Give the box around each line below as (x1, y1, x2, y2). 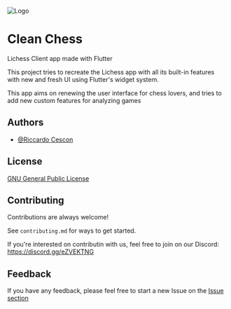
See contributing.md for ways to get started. (7, 226, 136, 235)
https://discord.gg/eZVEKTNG (7, 247, 94, 256)
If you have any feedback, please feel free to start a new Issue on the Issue (7, 287, 224, 295)
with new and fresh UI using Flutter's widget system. (7, 75, 159, 83)
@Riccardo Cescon (17, 135, 73, 144)
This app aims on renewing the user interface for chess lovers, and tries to (7, 88, 222, 97)
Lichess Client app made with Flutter (7, 54, 113, 62)
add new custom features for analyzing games (7, 96, 141, 104)
